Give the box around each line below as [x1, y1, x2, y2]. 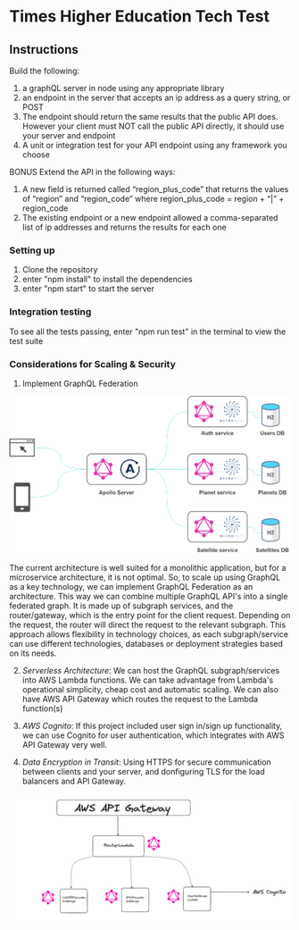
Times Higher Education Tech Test [9, 6, 270, 27]
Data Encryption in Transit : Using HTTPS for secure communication [21, 757, 272, 767]
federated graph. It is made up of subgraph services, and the [9, 600, 234, 611]
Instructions [9, 42, 79, 57]
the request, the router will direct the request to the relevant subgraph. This [9, 619, 287, 631]
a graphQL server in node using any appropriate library [21, 83, 225, 93]
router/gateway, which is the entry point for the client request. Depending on [9, 610, 291, 621]
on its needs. [9, 648, 57, 658]
